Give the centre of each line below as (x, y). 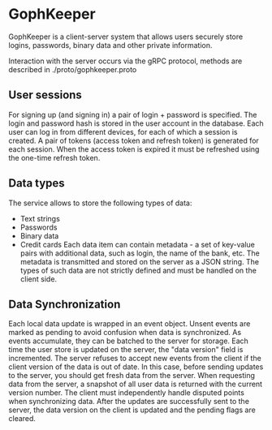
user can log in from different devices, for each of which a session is (123, 131)
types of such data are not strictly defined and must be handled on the (138, 270)
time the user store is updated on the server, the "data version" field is (126, 350)
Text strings (40, 218)
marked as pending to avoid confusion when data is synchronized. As (125, 333)
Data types (37, 183)
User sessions (45, 95)
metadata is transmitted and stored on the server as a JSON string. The (140, 261)
